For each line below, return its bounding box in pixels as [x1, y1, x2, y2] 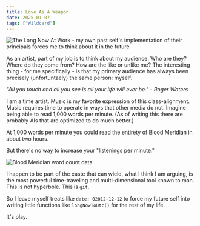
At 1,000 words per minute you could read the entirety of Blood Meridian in [6, 128, 193, 136]
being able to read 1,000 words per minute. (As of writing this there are [6, 110, 183, 118]
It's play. [6, 213, 27, 221]
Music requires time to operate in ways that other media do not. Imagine [6, 104, 186, 111]
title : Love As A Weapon [6, 8, 69, 15]
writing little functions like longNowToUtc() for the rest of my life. [6, 201, 165, 209]
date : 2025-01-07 [6, 15, 50, 21]
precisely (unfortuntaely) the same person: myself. [6, 74, 133, 82]
